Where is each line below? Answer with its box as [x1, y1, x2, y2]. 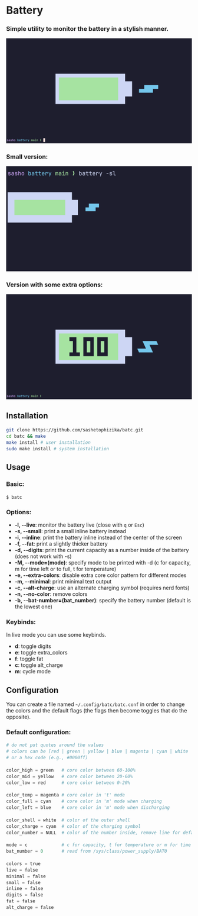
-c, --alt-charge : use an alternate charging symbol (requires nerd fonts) [14, 584, 190, 591]
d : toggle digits [14, 643, 51, 650]
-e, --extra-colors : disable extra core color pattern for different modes [14, 572, 187, 579]
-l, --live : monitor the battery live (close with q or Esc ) [14, 521, 144, 528]
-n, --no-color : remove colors [14, 590, 88, 598]
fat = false [6, 898, 35, 904]
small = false [6, 879, 41, 885]
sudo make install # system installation [6, 446, 110, 452]
